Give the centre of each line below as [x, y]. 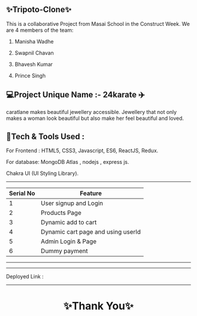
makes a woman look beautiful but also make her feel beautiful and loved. [95, 118]
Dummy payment [64, 251]
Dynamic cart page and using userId [91, 232]
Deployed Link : [25, 277]
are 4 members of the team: [40, 30]
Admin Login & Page [69, 241]
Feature [91, 193]
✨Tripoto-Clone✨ [39, 10]
